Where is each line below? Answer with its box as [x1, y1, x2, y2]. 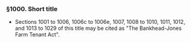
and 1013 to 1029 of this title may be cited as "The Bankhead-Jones [14, 24, 182, 32]
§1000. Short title [6, 5, 58, 13]
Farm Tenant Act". [14, 31, 60, 38]
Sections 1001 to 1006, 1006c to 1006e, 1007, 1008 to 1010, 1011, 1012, [14, 19, 186, 26]
